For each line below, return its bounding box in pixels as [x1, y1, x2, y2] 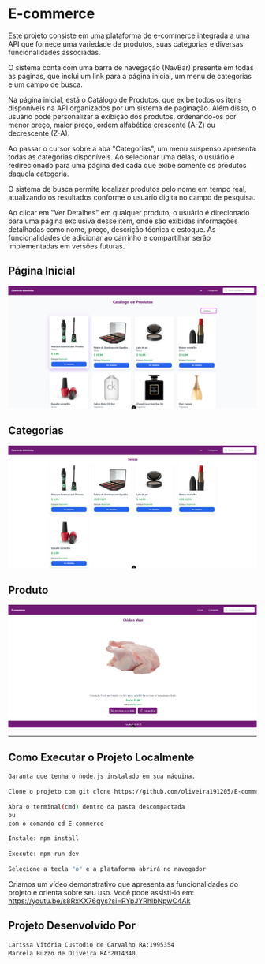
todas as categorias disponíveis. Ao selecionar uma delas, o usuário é [8, 151, 235, 162]
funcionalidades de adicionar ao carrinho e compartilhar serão [8, 233, 211, 242]
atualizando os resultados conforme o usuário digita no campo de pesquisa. [8, 192, 256, 202]
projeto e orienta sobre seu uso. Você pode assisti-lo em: [8, 888, 195, 898]
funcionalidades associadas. [8, 47, 101, 57]
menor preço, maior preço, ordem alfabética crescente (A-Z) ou [8, 120, 215, 129]
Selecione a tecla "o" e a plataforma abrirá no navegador [8, 865, 207, 873]
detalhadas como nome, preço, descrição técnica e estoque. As [8, 224, 216, 234]
